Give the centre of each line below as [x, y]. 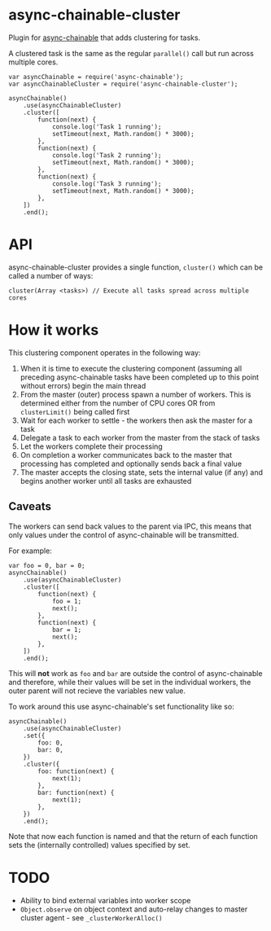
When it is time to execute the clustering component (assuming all [131, 368]
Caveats [30, 507]
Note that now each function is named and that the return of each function [133, 836]
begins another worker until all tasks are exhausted [106, 481]
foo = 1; [67, 601]
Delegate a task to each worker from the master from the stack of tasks [140, 437]
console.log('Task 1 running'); [107, 127]
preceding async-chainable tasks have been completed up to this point [139, 377]
